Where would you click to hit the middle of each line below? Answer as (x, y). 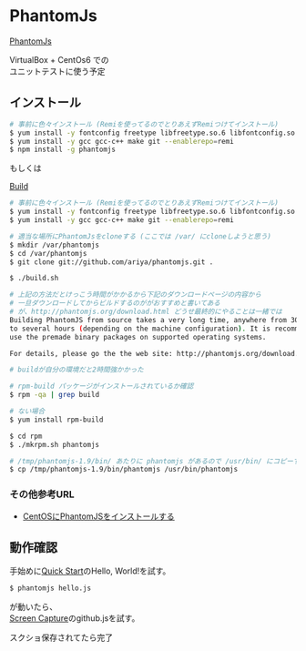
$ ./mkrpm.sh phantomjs (55, 444)
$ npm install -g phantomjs (63, 150)
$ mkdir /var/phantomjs (55, 245)
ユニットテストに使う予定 (57, 71)
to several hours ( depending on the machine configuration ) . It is (140, 329)
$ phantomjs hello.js (51, 588)
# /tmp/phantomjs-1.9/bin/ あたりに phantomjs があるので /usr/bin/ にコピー (152, 461)
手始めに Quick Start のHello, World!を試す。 (90, 571)
